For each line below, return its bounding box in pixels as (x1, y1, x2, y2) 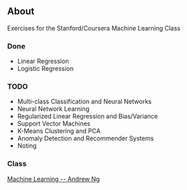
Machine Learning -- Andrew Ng (7, 175, 100, 183)
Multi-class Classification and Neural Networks (17, 97, 152, 106)
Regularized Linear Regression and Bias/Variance (17, 112, 158, 121)
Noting (17, 141, 37, 150)
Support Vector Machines (17, 119, 91, 128)
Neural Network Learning (17, 105, 90, 113)
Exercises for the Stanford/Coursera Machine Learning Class (7, 24, 181, 32)
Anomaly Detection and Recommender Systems (17, 135, 154, 143)
